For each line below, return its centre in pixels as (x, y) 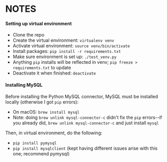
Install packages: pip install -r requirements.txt (67, 51)
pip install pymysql (35, 143)
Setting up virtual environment (39, 23)
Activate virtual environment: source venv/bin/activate (71, 46)
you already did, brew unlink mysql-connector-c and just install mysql (86, 123)
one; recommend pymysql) (41, 154)
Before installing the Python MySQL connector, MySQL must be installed (82, 96)
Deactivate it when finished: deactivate (54, 73)
